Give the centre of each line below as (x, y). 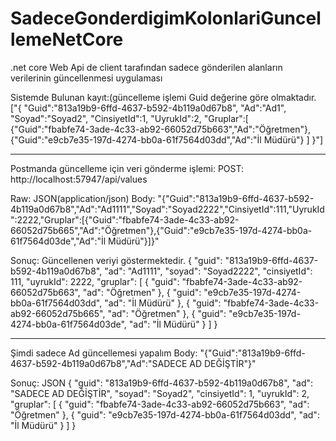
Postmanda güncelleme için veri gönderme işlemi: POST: (127, 168)
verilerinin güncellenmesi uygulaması (86, 78)
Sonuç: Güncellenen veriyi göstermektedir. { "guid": (116, 260)
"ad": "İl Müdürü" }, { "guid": (163, 303)
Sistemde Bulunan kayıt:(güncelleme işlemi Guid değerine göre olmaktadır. (163, 97)
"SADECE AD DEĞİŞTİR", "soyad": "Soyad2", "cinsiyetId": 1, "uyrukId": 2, (160, 393)
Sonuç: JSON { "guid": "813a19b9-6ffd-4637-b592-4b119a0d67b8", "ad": (162, 383)
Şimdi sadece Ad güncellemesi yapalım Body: (104, 353)
